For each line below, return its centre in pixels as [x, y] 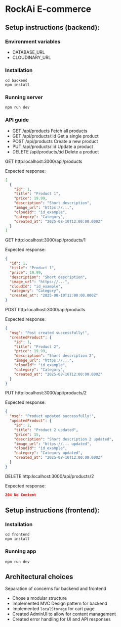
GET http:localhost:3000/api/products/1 [45, 240]
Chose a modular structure [40, 598]
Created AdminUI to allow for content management [64, 614]
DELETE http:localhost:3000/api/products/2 [50, 476]
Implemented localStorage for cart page [53, 609]
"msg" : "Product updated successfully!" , [53, 416]
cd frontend [17, 535]
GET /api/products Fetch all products [50, 131]
